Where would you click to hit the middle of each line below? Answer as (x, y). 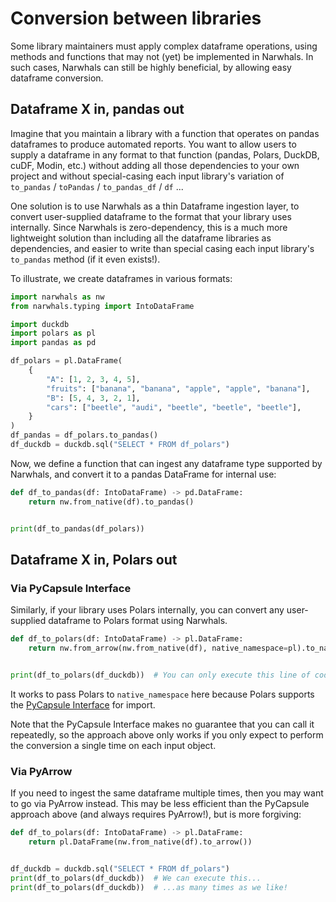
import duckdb (40, 324)
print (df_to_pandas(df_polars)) (77, 528)
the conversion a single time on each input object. (113, 745)
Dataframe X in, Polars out (94, 559)
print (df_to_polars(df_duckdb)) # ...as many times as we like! (149, 887)
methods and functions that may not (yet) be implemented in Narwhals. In (162, 56)
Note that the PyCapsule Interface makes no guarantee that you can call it (162, 724)
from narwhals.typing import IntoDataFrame (102, 306)
